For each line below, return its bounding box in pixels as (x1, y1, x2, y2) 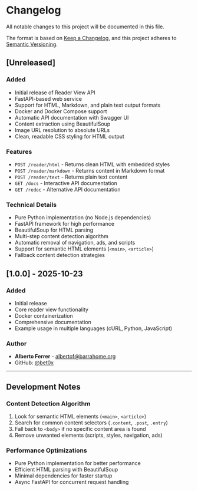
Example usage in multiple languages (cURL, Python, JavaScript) (14, 325, 173, 332)
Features (6, 147, 32, 156)
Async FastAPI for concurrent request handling (14, 479, 129, 486)
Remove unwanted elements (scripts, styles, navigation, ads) (14, 431, 163, 439)
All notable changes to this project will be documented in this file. (6, 23, 165, 30)
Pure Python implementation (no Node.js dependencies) (14, 214, 151, 221)
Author (6, 340, 27, 348)
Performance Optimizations (6, 446, 87, 454)
